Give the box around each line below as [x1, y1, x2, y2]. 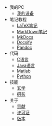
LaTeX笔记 [16, 22, 38, 28]
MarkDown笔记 [16, 29, 47, 34]
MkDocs [16, 34, 34, 40]
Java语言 [16, 63, 35, 68]
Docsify [16, 40, 32, 45]
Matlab [16, 68, 31, 74]
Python [16, 73, 31, 79]
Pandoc [16, 44, 32, 50]
